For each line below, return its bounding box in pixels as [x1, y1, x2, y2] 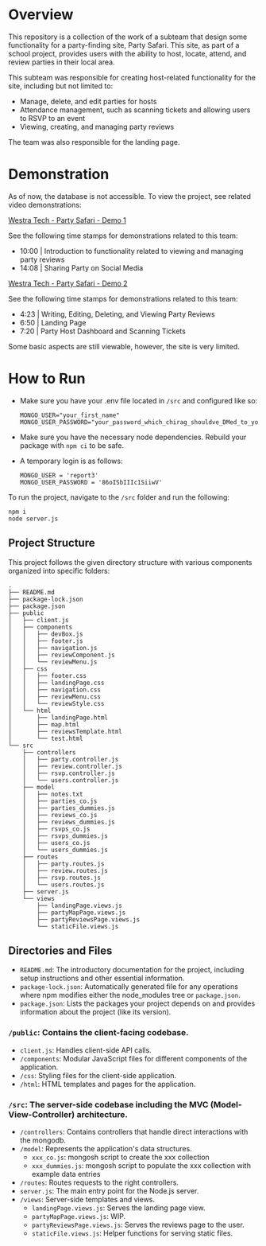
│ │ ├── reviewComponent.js [8, 651, 115, 659]
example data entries [31, 1170, 101, 1179]
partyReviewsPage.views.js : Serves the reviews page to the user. [31, 1220, 245, 1230]
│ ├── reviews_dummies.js [22, 818, 115, 826]
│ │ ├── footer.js [8, 637, 83, 645]
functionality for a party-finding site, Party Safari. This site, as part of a [8, 40, 240, 49]
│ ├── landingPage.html [8, 714, 109, 722]
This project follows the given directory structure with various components [8, 557, 253, 567]
